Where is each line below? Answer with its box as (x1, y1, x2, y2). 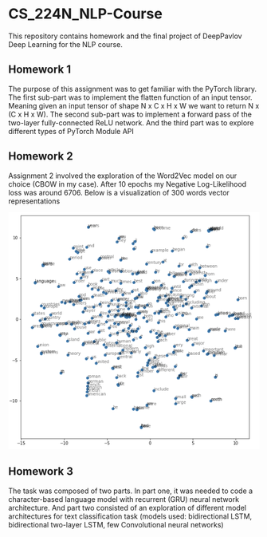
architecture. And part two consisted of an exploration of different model (8, 503, 247, 512)
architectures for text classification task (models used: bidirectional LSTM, (8, 511, 253, 521)
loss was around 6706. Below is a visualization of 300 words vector (8, 188, 230, 197)
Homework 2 (8, 149, 73, 164)
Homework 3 (8, 464, 73, 479)
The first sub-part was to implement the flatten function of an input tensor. (8, 93, 253, 102)
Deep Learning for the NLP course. (8, 39, 124, 49)
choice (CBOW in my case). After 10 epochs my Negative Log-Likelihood (8, 179, 247, 188)
